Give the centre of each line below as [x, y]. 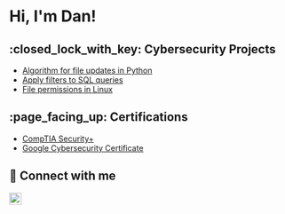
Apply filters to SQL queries [72, 80]
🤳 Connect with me [63, 176]
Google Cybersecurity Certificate [83, 147]
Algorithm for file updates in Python [87, 70]
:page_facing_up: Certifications [99, 117]
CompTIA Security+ [58, 139]
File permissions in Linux [67, 89]
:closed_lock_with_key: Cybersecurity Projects [143, 49]
